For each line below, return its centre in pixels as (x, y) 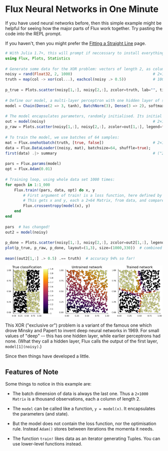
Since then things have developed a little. (47, 356)
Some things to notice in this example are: (48, 384)
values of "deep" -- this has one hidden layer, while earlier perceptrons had (83, 336)
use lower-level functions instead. (47, 444)
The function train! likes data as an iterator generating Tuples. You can (86, 439)
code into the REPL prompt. (33, 33)
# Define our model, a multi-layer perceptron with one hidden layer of (82, 100)
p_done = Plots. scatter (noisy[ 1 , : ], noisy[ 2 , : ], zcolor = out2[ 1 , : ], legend (85, 243)
